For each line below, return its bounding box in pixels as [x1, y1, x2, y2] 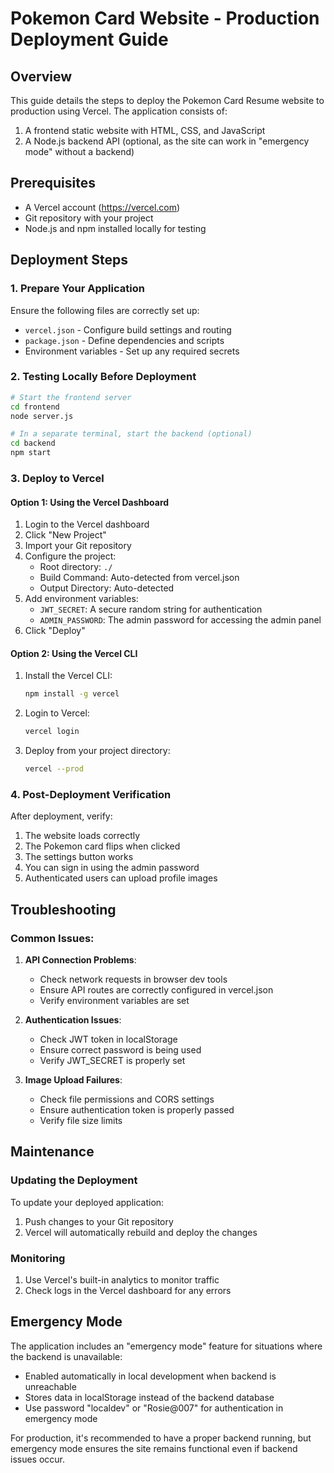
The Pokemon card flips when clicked [24, 840, 181, 852]
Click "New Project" [24, 529, 107, 541]
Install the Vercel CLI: [24, 670, 113, 682]
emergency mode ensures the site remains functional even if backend [10, 1442, 298, 1454]
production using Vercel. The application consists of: [10, 105, 228, 117]
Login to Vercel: [24, 707, 90, 719]
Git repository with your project [24, 212, 154, 224]
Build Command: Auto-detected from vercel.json [39, 572, 240, 584]
